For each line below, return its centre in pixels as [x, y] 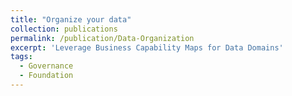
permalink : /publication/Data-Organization [102, 38]
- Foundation [46, 76]
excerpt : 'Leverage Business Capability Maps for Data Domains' [147, 47]
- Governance [46, 66]
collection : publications [64, 29]
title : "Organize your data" [71, 19]
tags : [21, 57]
